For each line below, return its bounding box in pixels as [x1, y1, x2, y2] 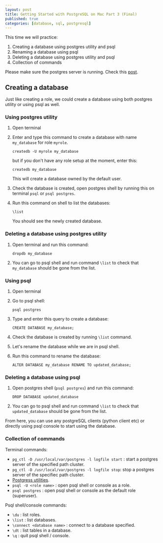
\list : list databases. [12, 516, 56, 523]
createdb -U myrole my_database [12, 149, 79, 154]
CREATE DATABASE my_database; [12, 325, 75, 330]
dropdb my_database [12, 251, 53, 256]
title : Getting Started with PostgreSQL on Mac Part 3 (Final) [5, 12, 137, 17]
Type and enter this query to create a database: [12, 316, 109, 322]
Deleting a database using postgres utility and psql [12, 54, 115, 60]
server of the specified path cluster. [12, 461, 85, 467]
